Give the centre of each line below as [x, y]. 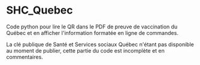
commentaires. [25, 57]
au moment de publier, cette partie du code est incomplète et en [85, 50]
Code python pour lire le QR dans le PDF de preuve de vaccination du [92, 27]
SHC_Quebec [40, 10]
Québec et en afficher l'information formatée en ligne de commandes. [92, 32]
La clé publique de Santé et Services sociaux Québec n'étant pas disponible [100, 44]
